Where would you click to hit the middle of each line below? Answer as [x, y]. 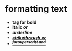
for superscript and [29, 42]
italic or [20, 27]
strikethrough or [29, 38]
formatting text [36, 9]
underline [22, 32]
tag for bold [24, 22]
